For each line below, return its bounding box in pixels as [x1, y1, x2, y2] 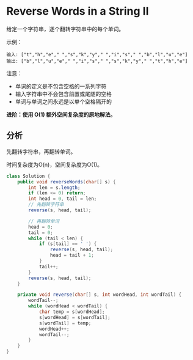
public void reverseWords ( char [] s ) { [17, 178, 116, 185]
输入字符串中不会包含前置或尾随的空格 [15, 90, 112, 97]
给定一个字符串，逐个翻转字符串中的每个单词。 [6, 25, 124, 32]
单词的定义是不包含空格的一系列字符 [15, 83, 107, 90]
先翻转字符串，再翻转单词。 [6, 148, 76, 155]
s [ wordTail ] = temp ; [38, 320, 92, 326]
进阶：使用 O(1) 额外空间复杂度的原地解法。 [6, 111, 116, 118]
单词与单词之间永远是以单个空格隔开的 [15, 98, 112, 105]
